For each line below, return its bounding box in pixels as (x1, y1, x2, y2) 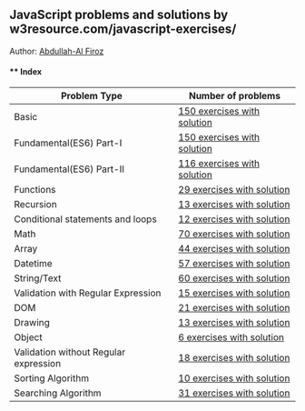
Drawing (14, 316, 50, 329)
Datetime (14, 257, 53, 270)
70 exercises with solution (178, 227, 290, 240)
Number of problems (189, 90, 281, 103)
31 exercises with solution (178, 386, 290, 399)
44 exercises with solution (178, 243, 290, 256)
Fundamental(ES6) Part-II (14, 163, 125, 175)
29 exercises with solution (178, 184, 290, 196)
